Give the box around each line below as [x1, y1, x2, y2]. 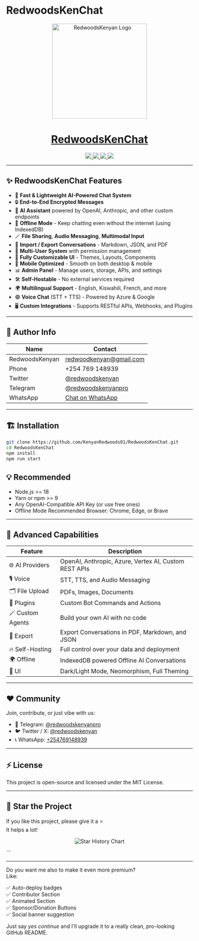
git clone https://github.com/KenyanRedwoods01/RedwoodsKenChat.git [6, 439, 179, 445]
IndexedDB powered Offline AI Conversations [60, 656, 187, 664]
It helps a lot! [6, 826, 38, 833]
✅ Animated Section [6, 897, 56, 904]
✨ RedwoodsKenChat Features [6, 176, 123, 186]
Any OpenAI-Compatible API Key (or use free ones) [14, 500, 140, 508]
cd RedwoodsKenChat [6, 445, 54, 451]
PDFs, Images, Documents [60, 588, 134, 596]
